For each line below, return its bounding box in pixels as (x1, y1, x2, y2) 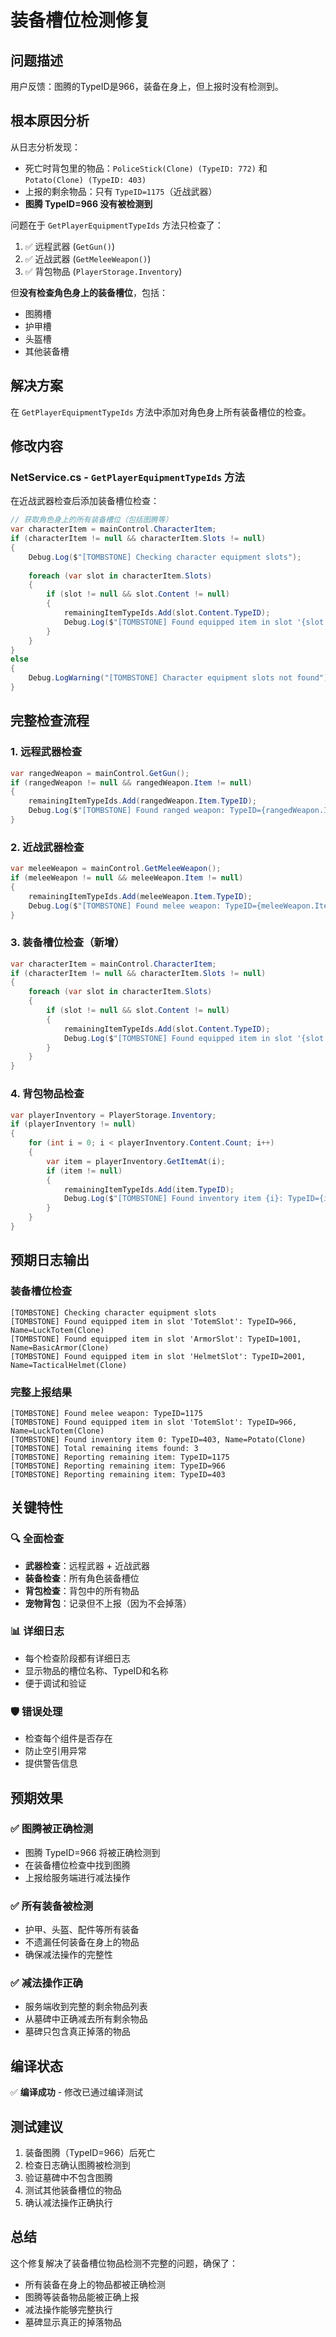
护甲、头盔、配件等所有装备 (24, 1924, 140, 1936)
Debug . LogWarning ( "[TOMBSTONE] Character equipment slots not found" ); (28, 673, 333, 683)
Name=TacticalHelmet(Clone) (10, 1360, 128, 1370)
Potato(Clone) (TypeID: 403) (24, 175, 147, 185)
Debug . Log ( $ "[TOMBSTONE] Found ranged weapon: (28, 806, 226, 816)
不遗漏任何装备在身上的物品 (24, 1936, 140, 1948)
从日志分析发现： (10, 141, 81, 153)
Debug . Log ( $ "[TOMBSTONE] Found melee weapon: (28, 901, 222, 911)
